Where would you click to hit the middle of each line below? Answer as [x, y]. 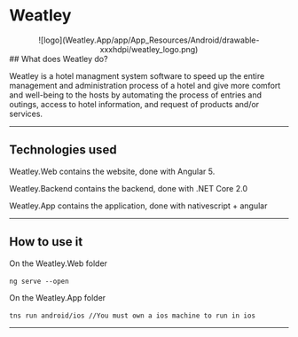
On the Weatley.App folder [58, 297]
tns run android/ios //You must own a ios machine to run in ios [132, 316]
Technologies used [63, 150]
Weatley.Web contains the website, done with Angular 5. [112, 171]
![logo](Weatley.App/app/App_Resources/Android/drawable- [149, 40]
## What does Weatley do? [59, 59]
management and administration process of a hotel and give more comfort [145, 85]
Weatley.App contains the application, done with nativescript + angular [138, 206]
